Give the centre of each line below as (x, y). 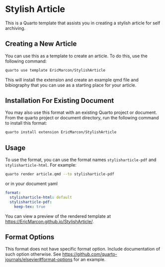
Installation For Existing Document (60, 101)
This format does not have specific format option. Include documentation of (83, 249)
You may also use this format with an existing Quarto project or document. (81, 112)
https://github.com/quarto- (90, 254)
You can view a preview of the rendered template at (58, 216)
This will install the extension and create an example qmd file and (72, 80)
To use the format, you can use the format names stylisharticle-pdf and (81, 160)
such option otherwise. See (33, 254)
